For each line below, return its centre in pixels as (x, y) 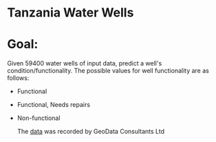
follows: (18, 78)
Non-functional (39, 118)
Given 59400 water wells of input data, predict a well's (85, 63)
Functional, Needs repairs (54, 105)
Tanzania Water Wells (71, 13)
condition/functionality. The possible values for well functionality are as (108, 71)
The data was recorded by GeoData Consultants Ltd (91, 132)
